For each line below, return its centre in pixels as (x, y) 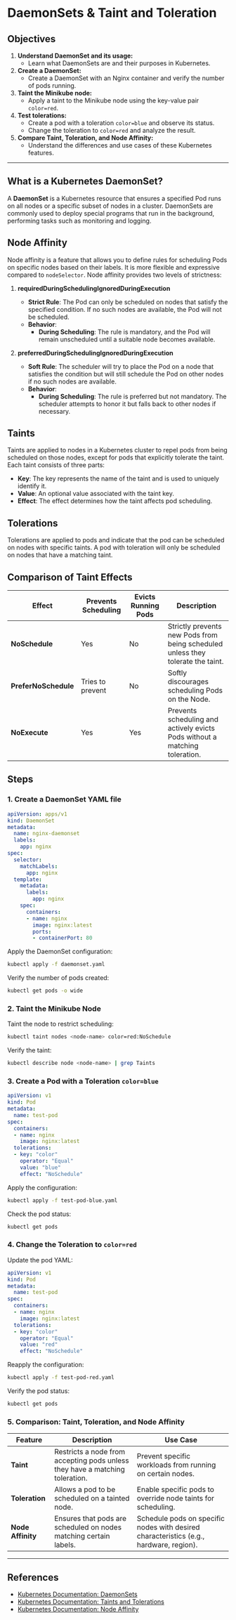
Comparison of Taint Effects (70, 577)
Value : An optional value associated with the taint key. (96, 494)
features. (41, 153)
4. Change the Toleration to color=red (72, 1245)
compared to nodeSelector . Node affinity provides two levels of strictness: (114, 275)
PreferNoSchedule (42, 686)
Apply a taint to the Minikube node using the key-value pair (113, 100)
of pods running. (52, 85)
